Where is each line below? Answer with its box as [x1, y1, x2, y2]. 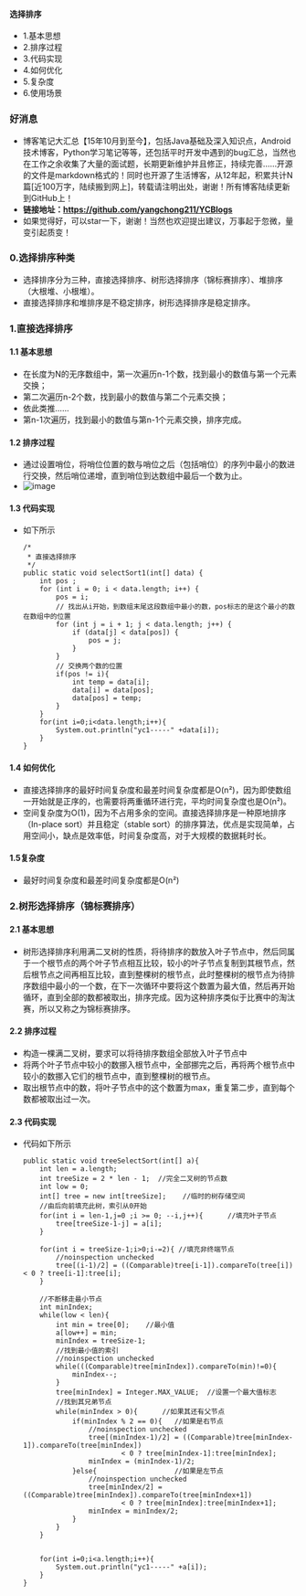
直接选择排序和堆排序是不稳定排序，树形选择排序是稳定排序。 [22, 297, 256, 308]
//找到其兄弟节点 [56, 1398, 112, 1407]
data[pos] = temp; [71, 694, 142, 703]
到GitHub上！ [22, 192, 74, 203]
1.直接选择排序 [9, 322, 73, 335]
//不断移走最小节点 [39, 1294, 102, 1304]
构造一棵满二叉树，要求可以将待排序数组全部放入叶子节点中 [22, 1048, 248, 1059]
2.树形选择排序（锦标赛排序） [9, 899, 141, 912]
